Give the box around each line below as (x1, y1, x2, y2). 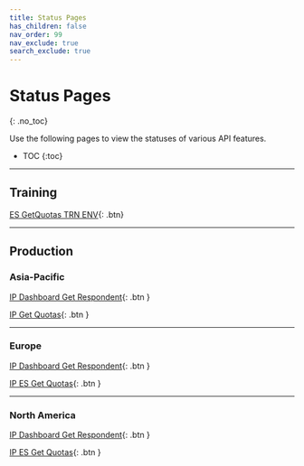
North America (9, 408, 76, 421)
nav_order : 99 (9, 30, 63, 39)
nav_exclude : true (9, 38, 79, 48)
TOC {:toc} (22, 151, 63, 162)
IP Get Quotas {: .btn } (9, 309, 90, 320)
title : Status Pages (9, 13, 88, 23)
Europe (9, 340, 43, 352)
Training (9, 185, 58, 200)
